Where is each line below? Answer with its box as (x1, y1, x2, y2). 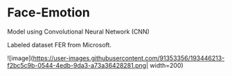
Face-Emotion (7, 5, 90, 21)
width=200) (150, 61, 184, 69)
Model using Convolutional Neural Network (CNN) (7, 27, 150, 36)
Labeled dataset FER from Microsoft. (7, 40, 112, 49)
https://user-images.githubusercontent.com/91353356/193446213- (33, 53, 225, 62)
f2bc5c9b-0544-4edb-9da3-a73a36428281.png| (7, 61, 149, 69)
